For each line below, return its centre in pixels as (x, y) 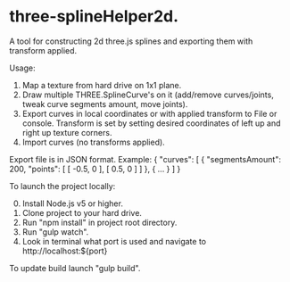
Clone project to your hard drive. (82, 212)
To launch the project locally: (62, 186)
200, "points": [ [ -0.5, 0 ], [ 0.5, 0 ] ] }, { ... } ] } (95, 169)
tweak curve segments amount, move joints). (105, 104)
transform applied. (43, 50)
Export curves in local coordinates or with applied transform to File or (149, 113)
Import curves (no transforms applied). (93, 142)
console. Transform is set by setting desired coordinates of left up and (151, 123)
